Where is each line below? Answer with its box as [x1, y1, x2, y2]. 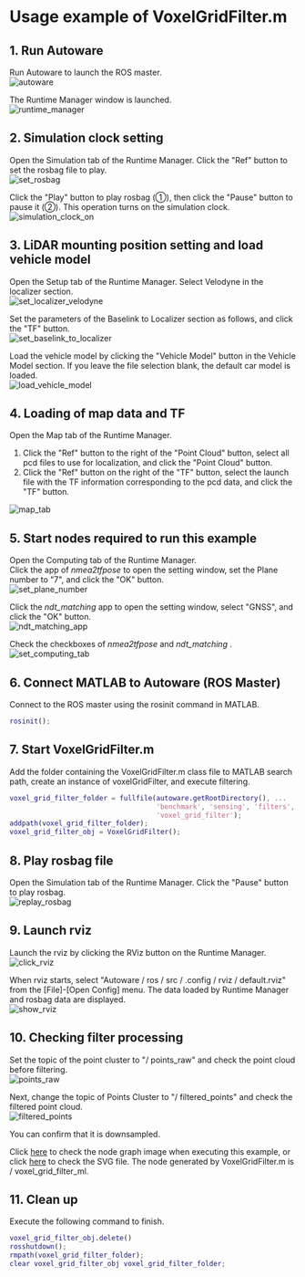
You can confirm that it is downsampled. [9, 1128, 161, 1139]
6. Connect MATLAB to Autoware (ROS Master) [9, 675, 281, 690]
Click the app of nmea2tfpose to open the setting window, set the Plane [9, 564, 279, 576]
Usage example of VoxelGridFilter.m [9, 6, 288, 27]
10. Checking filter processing [9, 1030, 184, 1046]
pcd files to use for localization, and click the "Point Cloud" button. [22, 457, 273, 468]
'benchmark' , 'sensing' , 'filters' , [156, 801, 296, 811]
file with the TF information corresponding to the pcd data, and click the [22, 476, 293, 487]
